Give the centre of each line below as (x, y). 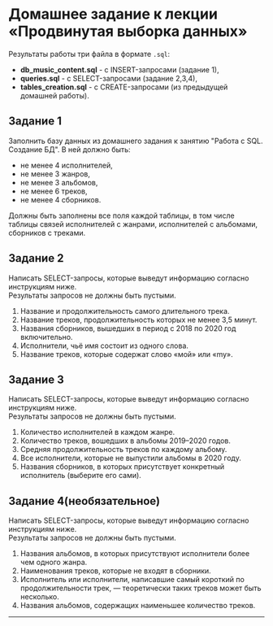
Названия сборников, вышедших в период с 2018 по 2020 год (128, 328)
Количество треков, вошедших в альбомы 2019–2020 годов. (126, 441)
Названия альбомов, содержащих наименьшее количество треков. (138, 606)
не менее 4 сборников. (61, 199)
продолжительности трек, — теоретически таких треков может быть (141, 588)
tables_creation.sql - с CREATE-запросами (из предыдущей (124, 87)
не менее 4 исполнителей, (67, 165)
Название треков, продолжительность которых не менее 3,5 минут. (139, 320)
